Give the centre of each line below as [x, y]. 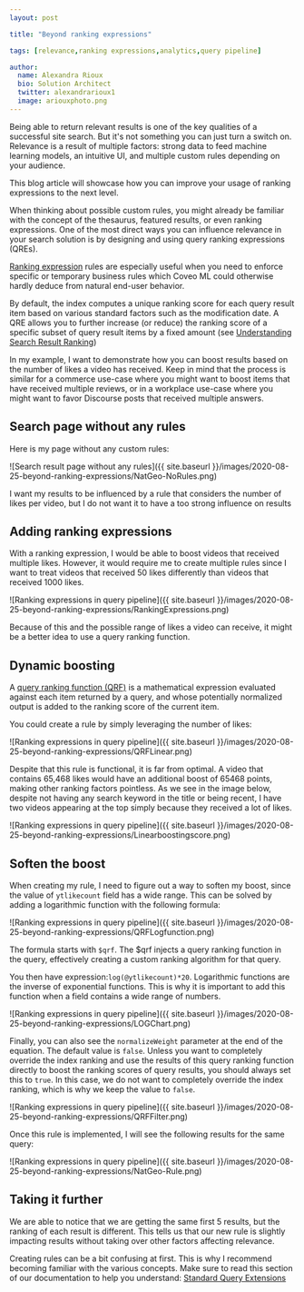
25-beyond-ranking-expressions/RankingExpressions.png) [119, 610]
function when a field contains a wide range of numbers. [115, 996]
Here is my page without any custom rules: [89, 448]
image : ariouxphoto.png [62, 101]
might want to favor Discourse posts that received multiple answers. [137, 398]
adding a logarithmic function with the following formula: [115, 904]
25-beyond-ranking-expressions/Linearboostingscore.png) [120, 835]
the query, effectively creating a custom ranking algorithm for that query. [145, 959]
